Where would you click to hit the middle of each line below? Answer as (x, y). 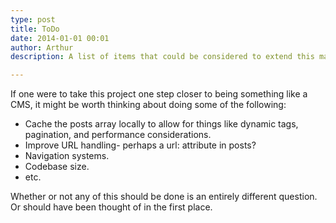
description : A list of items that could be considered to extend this (162, 57)
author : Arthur (42, 47)
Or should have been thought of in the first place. (111, 207)
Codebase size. (57, 167)
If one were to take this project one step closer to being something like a (159, 94)
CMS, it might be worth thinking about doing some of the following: (148, 105)
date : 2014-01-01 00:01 (60, 38)
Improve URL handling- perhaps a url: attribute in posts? (140, 145)
